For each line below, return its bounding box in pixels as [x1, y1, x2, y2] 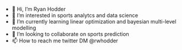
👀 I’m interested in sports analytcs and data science [11, 12, 138, 19]
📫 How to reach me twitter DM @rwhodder [11, 37, 119, 44]
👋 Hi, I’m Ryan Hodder [11, 6, 66, 12]
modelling [11, 24, 37, 31]
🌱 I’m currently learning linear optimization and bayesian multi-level [11, 18, 177, 25]
